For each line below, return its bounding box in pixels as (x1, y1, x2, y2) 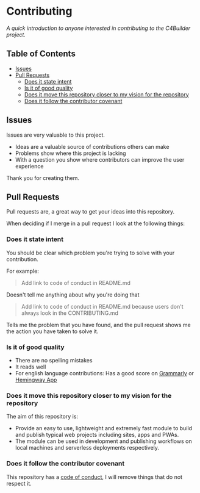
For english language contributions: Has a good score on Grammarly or (15, 369, 194, 376)
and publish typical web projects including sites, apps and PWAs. (15, 431, 179, 439)
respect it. (6, 480, 32, 487)
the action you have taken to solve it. (6, 328, 99, 335)
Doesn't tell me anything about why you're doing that (6, 291, 140, 298)
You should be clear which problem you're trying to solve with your (6, 249, 175, 256)
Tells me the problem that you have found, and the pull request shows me (6, 321, 191, 328)
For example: (6, 267, 40, 275)
